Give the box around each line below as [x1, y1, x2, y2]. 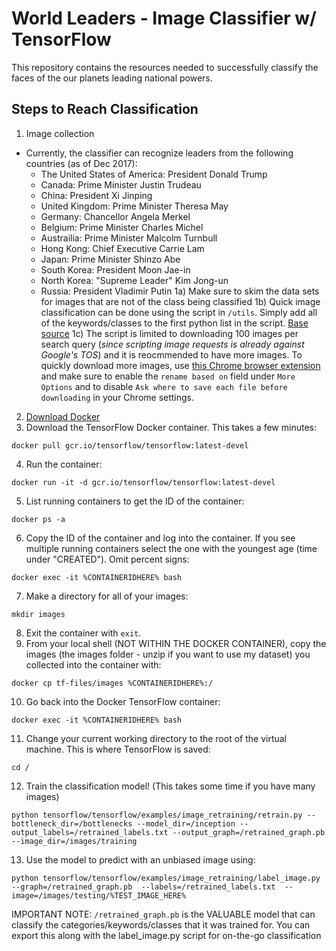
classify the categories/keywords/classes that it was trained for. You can [11, 918, 311, 931]
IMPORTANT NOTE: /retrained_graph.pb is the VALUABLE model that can [11, 908, 316, 920]
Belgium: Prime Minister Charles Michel [40, 221, 204, 233]
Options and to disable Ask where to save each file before [40, 380, 288, 392]
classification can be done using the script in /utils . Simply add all [40, 306, 318, 318]
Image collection [25, 127, 95, 139]
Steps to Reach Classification [11, 101, 199, 118]
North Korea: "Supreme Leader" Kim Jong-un [40, 274, 229, 286]
